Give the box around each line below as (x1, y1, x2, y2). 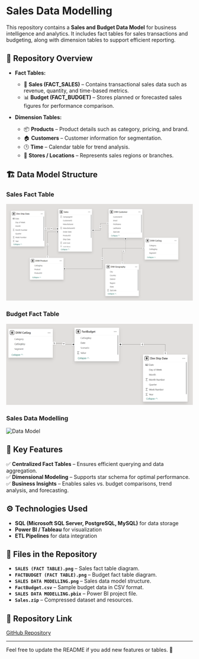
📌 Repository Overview (6, 53, 93, 63)
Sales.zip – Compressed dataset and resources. (14, 596, 133, 603)
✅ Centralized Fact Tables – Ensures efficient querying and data (6, 460, 164, 467)
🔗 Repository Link (6, 613, 73, 623)
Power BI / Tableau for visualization (14, 526, 102, 533)
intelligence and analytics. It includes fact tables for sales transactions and (6, 30, 188, 37)
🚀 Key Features (6, 445, 63, 455)
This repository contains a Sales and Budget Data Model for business (6, 24, 176, 31)
